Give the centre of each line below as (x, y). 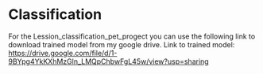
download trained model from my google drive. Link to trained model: (122, 44)
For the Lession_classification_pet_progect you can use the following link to (132, 36)
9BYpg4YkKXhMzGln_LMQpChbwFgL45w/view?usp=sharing (108, 61)
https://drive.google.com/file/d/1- (63, 53)
